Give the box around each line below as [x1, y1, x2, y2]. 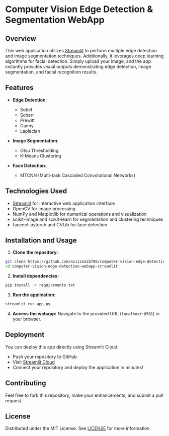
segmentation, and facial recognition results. [5, 69, 98, 75]
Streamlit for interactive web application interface [12, 200, 115, 206]
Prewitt [20, 117, 35, 123]
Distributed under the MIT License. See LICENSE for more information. [5, 425, 151, 431]
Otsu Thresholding [20, 147, 59, 153]
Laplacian [20, 128, 40, 134]
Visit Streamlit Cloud [12, 359, 55, 365]
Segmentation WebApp [5, 14, 105, 26]
